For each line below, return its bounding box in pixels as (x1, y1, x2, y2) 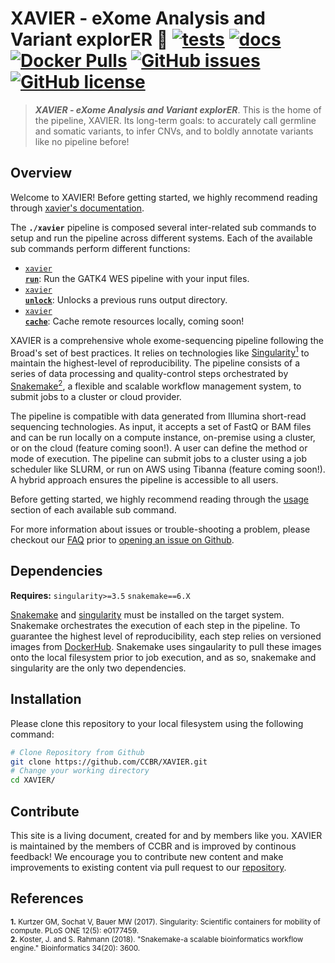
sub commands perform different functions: (10, 242, 191, 254)
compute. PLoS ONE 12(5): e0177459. (10, 925, 140, 936)
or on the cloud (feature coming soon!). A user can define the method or (10, 442, 308, 454)
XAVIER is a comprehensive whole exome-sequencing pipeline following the (10, 334, 324, 346)
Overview (10, 165, 73, 182)
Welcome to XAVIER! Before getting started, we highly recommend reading (10, 191, 318, 203)
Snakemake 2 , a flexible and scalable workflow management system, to (10, 378, 302, 392)
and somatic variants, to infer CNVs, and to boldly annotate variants (34, 125, 314, 137)
